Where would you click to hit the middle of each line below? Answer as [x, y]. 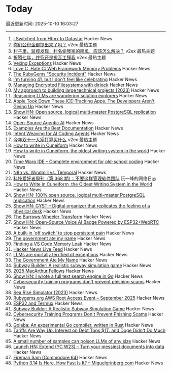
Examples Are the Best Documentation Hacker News [68, 128]
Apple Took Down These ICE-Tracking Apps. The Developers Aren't [84, 101]
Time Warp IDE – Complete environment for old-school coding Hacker [86, 162]
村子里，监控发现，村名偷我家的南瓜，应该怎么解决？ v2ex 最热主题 [84, 51]
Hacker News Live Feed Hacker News [53, 249]
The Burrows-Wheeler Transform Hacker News [62, 217]
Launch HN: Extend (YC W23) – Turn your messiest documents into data [89, 347]
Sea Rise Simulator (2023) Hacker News [55, 292]
